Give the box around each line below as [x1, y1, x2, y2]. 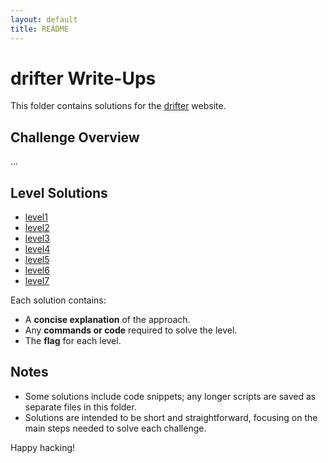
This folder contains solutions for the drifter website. [10, 100, 227, 112]
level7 [24, 275, 50, 287]
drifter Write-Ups [10, 67, 157, 90]
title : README [10, 24, 70, 34]
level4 [24, 243, 51, 255]
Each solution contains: [10, 294, 107, 306]
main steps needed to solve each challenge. [24, 422, 207, 434]
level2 [24, 222, 50, 234]
